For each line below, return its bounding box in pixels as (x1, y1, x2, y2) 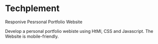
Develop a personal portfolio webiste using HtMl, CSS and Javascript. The (5, 28, 154, 34)
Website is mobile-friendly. (5, 33, 59, 39)
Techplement (5, 3, 60, 14)
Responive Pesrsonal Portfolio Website (5, 19, 83, 25)
